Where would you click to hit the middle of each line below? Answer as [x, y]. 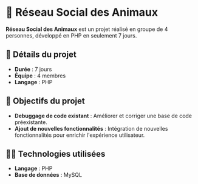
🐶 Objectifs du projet [46, 101]
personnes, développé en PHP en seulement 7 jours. [71, 35]
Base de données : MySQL [48, 175]
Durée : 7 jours [33, 69]
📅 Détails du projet [41, 55]
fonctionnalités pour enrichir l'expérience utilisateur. [80, 135]
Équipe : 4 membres [40, 76]
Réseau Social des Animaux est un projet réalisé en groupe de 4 [87, 29]
